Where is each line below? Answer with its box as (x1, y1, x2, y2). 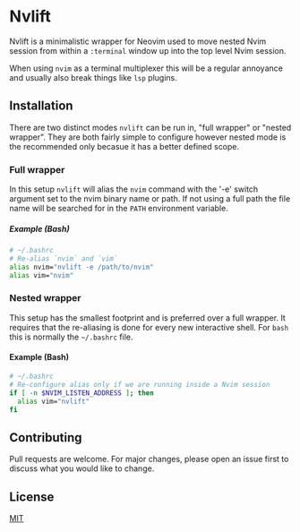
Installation (9, 99, 73, 114)
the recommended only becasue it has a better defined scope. (9, 141, 240, 151)
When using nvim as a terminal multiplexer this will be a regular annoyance (9, 63, 284, 73)
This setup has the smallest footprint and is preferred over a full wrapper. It (9, 312, 287, 323)
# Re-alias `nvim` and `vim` (9, 253, 118, 263)
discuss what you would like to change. (9, 463, 155, 474)
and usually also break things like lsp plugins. (9, 72, 177, 82)
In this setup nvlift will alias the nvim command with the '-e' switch (9, 184, 259, 194)
